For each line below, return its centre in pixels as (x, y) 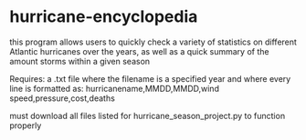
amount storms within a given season (80, 61)
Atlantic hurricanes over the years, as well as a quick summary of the (139, 51)
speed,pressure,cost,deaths (63, 98)
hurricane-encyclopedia (104, 17)
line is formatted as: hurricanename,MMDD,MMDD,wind (114, 88)
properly (26, 125)
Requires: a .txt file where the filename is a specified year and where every (150, 78)
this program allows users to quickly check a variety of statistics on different (153, 42)
